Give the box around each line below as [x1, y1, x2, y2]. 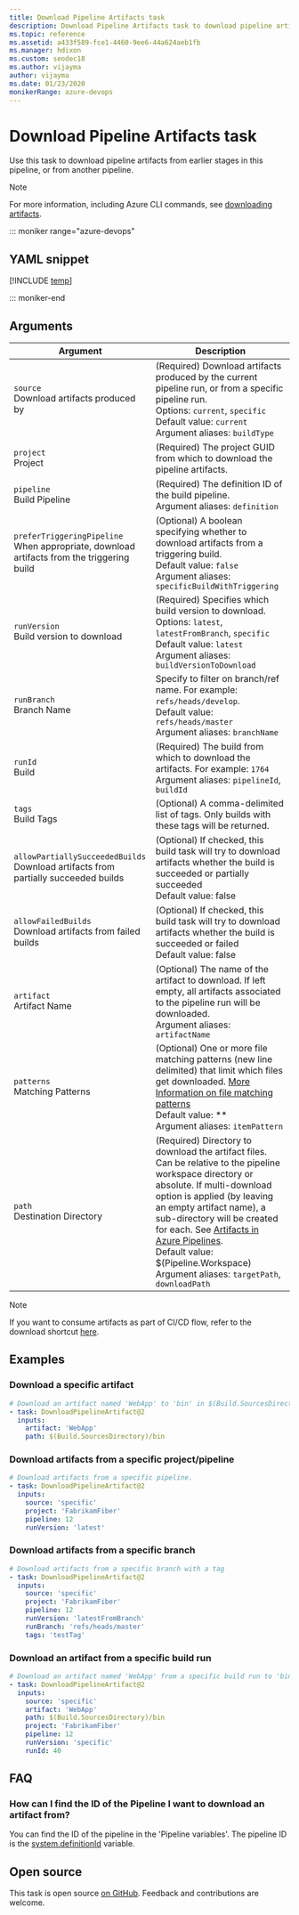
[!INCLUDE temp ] [9, 275, 73, 286]
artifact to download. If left [155, 974, 266, 986]
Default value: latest [155, 638, 243, 651]
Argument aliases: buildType [155, 426, 274, 439]
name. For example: [155, 684, 238, 696]
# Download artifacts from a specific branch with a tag [9, 1564, 225, 1573]
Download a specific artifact [9, 1379, 134, 1392]
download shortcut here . [9, 1327, 100, 1337]
